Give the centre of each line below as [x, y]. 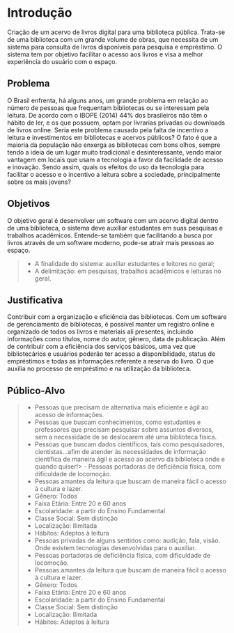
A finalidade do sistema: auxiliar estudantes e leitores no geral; [125, 263]
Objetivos [29, 204]
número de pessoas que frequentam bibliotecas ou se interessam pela [108, 108]
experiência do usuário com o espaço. [62, 61]
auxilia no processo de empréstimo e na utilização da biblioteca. [99, 369]
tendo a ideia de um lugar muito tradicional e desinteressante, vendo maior [115, 152]
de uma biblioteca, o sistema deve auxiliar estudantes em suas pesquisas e [115, 228]
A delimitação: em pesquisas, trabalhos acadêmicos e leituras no [128, 271]
